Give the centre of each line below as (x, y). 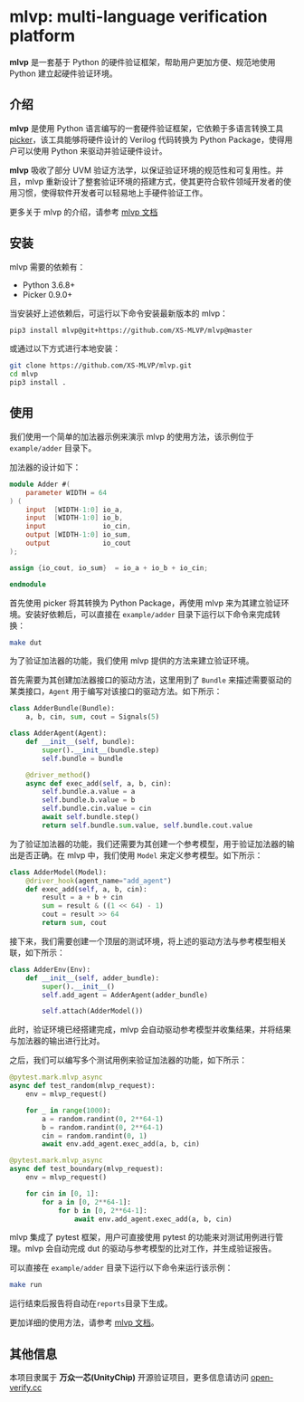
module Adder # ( (40, 484)
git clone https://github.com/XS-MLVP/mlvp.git (101, 366)
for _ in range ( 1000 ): (68, 1111)
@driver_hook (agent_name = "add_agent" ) (99, 881)
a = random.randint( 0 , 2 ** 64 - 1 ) (103, 1119)
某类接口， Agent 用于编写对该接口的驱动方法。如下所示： (116, 691)
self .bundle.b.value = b (89, 800)
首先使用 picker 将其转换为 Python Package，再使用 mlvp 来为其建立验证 (146, 603)
